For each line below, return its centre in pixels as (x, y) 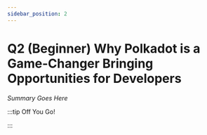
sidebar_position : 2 (38, 14)
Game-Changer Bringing (80, 63)
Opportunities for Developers (94, 78)
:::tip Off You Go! (31, 111)
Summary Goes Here (38, 98)
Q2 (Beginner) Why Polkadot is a (104, 48)
